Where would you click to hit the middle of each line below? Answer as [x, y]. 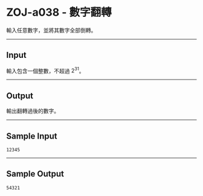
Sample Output [35, 174]
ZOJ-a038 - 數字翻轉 [59, 12]
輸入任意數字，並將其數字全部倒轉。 [51, 30]
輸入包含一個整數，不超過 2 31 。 [45, 70]
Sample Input [32, 136]
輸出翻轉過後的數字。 [33, 111]
